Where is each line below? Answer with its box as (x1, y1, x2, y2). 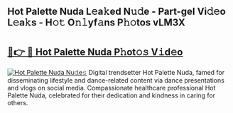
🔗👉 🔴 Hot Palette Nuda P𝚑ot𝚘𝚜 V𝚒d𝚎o (7, 46, 183, 58)
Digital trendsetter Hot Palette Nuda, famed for (88, 69, 225, 76)
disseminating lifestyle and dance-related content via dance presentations (7, 76, 225, 84)
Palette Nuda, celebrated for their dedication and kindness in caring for (7, 91, 215, 100)
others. (7, 99, 28, 107)
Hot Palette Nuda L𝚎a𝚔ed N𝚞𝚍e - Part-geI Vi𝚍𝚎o (7, 6, 226, 18)
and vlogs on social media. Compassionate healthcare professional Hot (7, 84, 216, 92)
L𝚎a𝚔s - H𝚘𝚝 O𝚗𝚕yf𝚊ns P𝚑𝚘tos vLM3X (7, 17, 186, 29)
